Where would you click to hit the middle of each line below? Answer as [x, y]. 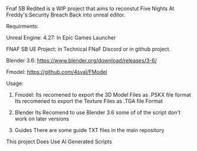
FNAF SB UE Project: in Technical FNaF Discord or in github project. [88, 49]
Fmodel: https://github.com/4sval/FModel [57, 72]
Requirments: [22, 26]
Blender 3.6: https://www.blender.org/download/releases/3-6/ [82, 60]
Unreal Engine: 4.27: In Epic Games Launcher [61, 37]
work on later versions [42, 119]
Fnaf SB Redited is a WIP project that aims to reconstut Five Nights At [90, 9]
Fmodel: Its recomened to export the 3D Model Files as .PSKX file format [103, 95]
